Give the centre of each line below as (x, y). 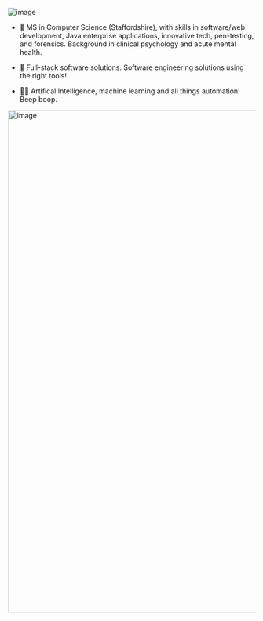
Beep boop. (38, 99)
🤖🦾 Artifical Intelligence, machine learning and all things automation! (130, 91)
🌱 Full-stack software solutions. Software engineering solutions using (132, 67)
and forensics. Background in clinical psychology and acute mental (128, 44)
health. (31, 52)
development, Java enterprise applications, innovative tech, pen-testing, (137, 36)
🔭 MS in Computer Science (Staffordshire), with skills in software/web (132, 27)
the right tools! (43, 76)
